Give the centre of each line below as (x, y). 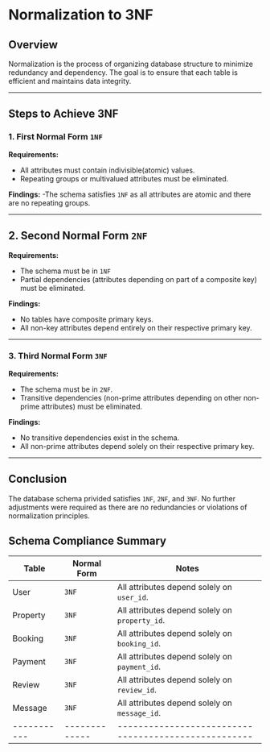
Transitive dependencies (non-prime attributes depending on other (131, 397)
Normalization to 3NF (81, 15)
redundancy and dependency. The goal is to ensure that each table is (123, 73)
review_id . (137, 690)
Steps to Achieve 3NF (63, 114)
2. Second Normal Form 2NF (78, 236)
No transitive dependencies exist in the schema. (100, 438)
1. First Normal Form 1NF (55, 137)
